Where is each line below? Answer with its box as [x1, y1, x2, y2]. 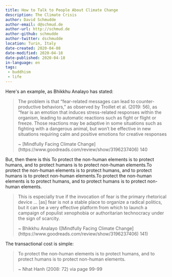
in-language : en [5, 60, 40, 65]
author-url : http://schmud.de [5, 27, 70, 32]
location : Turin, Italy [5, 41, 56, 46]
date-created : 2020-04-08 [5, 46, 61, 51]
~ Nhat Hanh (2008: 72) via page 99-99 [17, 266, 103, 272]
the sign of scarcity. [17, 215, 60, 221]
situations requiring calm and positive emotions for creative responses [17, 131, 167, 137]
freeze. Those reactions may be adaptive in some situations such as [17, 120, 162, 126]
